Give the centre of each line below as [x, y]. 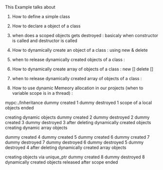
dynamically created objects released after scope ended [62, 162]
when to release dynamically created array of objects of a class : [77, 78]
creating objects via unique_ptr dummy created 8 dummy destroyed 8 [75, 157]
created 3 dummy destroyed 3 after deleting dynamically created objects [78, 122]
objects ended [19, 108]
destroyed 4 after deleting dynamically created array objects [66, 148]
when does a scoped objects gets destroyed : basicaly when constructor [85, 35]
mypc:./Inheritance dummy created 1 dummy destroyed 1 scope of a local [79, 103]
